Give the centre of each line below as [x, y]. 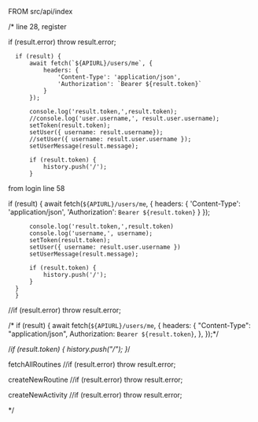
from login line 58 [37, 188]
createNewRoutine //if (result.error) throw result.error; [96, 379]
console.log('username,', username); [91, 233]
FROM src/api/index [41, 11]
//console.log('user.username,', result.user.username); [124, 118]
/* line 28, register [37, 26]
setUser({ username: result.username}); [96, 133]
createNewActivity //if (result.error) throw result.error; [95, 395]
